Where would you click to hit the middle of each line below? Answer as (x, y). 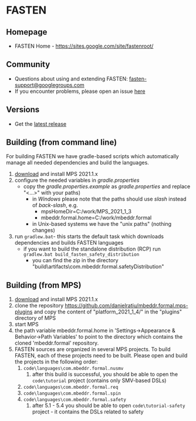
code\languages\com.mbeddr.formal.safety (75, 400)
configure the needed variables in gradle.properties (77, 181)
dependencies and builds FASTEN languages (69, 243)
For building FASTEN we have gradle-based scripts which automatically (92, 156)
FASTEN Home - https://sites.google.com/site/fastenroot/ (84, 46)
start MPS (27, 325)
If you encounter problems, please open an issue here (80, 91)
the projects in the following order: (56, 362)
